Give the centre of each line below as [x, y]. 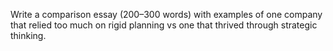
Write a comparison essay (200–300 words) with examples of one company [166, 14]
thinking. [28, 35]
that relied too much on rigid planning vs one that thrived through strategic [164, 25]
